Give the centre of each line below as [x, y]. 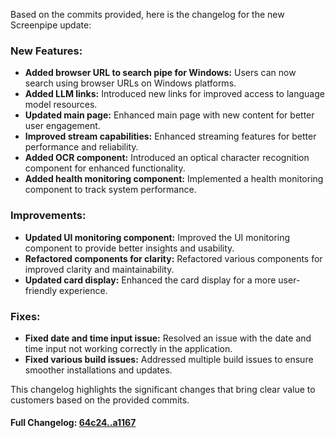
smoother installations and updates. [98, 370]
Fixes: [25, 316]
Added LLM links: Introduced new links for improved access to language [174, 94]
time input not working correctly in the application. [128, 348]
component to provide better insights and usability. [129, 248]
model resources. [61, 105]
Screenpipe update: [51, 25]
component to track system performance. [110, 190]
